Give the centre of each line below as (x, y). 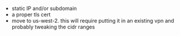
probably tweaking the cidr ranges (53, 27)
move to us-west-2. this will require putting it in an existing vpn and (93, 21)
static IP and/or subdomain (44, 8)
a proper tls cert (31, 15)
